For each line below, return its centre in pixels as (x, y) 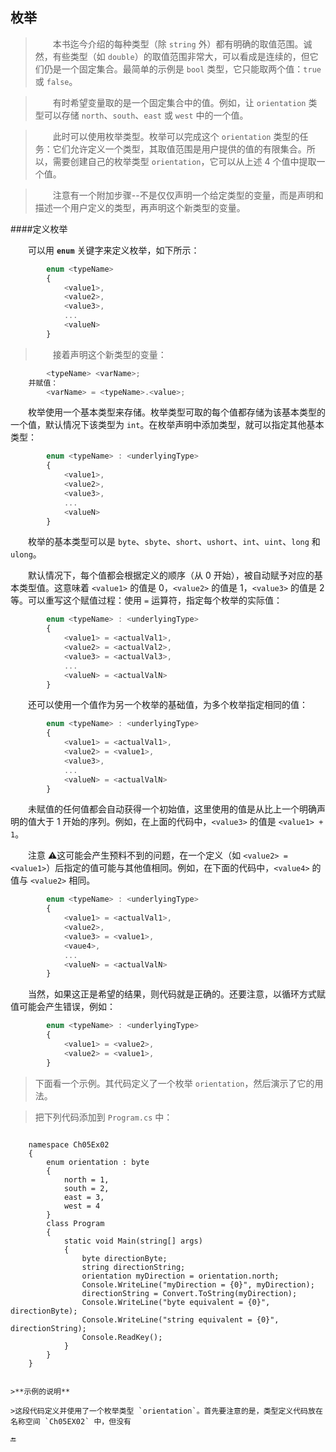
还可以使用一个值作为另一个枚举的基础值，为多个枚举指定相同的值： (168, 705)
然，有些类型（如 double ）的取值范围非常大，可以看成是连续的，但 (172, 56)
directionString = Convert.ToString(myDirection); (189, 1293)
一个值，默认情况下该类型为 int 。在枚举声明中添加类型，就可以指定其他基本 (167, 425)
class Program (75, 1223)
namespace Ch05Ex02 (69, 1144)
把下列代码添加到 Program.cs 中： (103, 1117)
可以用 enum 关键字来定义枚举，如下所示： (114, 250)
